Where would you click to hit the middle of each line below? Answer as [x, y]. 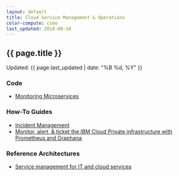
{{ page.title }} [34, 53]
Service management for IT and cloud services [73, 166]
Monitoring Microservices [47, 96]
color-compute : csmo [32, 23]
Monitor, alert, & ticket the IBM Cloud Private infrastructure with [94, 131]
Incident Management [42, 125]
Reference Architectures [43, 153]
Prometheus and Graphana [49, 138]
